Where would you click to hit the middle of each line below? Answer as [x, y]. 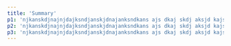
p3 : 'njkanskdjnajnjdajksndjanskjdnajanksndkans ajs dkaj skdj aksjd [109, 32]
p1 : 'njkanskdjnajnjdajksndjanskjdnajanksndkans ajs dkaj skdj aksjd [109, 20]
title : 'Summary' [32, 13]
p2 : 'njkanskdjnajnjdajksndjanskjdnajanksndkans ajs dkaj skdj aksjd [109, 26]
